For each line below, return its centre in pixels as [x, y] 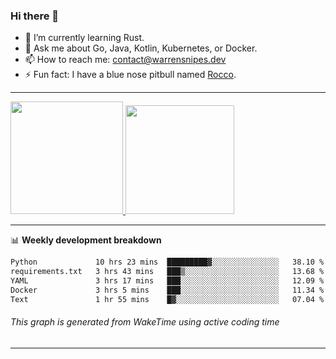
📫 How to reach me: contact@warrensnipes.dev [125, 60]
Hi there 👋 [35, 16]
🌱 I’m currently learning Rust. [84, 38]
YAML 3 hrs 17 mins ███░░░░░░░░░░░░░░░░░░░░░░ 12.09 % [167, 281]
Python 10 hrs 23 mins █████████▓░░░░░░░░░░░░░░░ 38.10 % [167, 262]
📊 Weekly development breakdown [86, 240]
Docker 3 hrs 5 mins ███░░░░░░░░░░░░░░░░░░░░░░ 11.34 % [167, 290]
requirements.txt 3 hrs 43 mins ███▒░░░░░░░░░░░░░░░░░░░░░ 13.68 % [167, 272]
